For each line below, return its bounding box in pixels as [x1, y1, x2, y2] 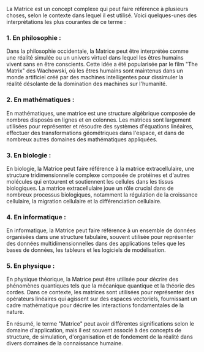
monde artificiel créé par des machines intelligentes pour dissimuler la [6, 74, 184, 81]
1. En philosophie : [6, 33, 61, 42]
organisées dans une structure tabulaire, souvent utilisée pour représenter [6, 233, 194, 241]
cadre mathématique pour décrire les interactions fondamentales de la [6, 302, 184, 309]
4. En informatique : [6, 213, 66, 221]
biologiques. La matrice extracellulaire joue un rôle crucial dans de [6, 184, 174, 192]
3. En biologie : [6, 151, 51, 159]
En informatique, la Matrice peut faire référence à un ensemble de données [6, 227, 196, 234]
